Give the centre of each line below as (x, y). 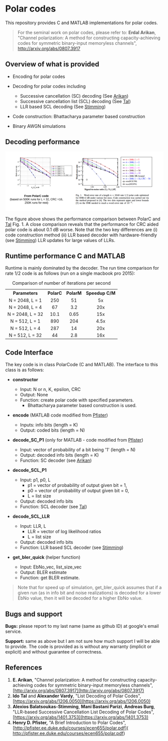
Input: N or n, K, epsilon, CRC (50, 389)
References (24, 668)
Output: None (34, 395)
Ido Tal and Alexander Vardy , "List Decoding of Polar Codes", (77, 696)
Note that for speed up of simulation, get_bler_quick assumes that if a (90, 588)
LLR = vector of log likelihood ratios (64, 532)
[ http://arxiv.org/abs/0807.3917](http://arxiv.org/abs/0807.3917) (78, 690)
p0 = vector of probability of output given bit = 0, (78, 490)
